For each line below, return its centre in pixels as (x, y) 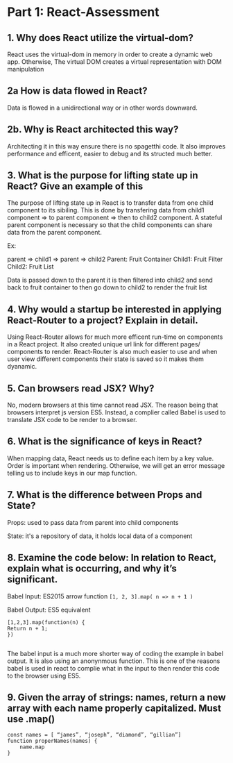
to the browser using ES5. (44, 676)
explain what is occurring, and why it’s (92, 569)
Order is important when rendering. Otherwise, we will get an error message (116, 465)
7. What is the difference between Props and (105, 495)
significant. (33, 579)
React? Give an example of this (75, 186)
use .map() (31, 719)
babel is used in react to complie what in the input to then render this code (113, 668)
